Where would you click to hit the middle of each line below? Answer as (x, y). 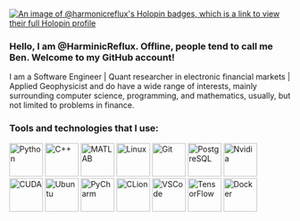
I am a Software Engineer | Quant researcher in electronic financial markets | (150, 77)
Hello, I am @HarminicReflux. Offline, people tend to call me (142, 46)
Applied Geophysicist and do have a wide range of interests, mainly (133, 86)
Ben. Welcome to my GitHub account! (92, 57)
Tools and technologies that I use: (84, 128)
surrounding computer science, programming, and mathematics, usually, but (150, 96)
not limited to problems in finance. (72, 105)
